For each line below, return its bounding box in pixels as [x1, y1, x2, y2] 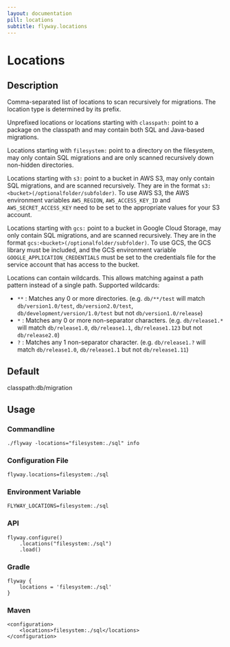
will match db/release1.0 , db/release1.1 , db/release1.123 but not [16, 323, 203, 332]
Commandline [7, 424, 55, 433]
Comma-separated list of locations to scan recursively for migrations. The [7, 98, 216, 106]
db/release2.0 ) [16, 331, 60, 339]
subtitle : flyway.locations [7, 23, 88, 30]
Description [7, 80, 58, 91]
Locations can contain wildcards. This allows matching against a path [7, 274, 204, 282]
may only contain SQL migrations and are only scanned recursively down [7, 154, 214, 162]
